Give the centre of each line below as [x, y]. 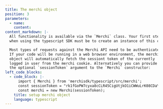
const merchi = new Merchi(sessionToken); [61, 90]
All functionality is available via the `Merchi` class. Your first [80, 37]
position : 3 [17, 14]
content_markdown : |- [27, 32]
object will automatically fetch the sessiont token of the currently [82, 59]
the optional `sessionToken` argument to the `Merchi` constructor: [80, 68]
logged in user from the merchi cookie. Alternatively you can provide [83, 63]
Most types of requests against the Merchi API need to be [70, 50]
